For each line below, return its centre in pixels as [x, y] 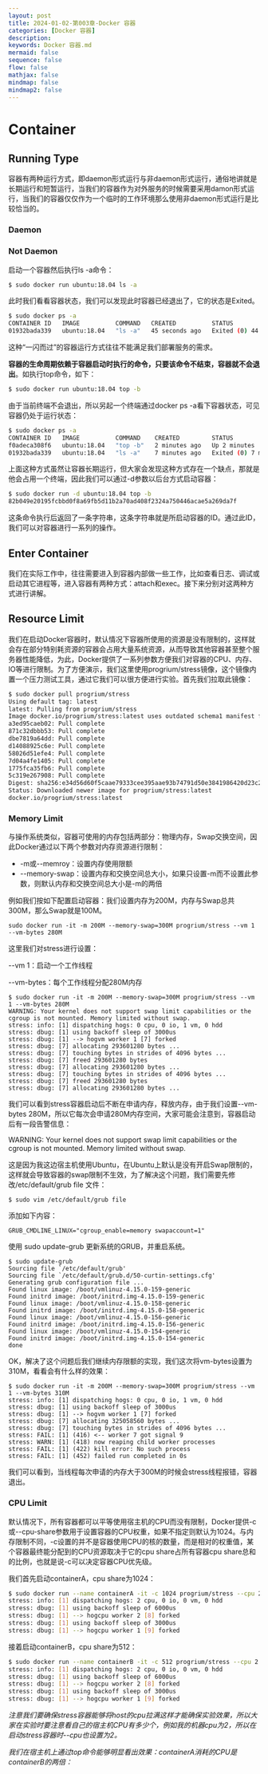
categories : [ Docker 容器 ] [52, 30]
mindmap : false [33, 82]
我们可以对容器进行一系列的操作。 [64, 528]
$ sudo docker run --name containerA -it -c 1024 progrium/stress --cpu [132, 1593]
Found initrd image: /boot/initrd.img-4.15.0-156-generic [106, 1325]
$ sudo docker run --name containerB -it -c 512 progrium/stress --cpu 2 [134, 1662]
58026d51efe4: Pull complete [57, 753]
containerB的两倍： [41, 1762]
